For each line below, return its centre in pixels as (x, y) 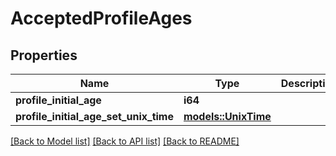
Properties (44, 55)
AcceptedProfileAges (101, 18)
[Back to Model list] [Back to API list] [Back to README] (125, 141)
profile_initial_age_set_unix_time (94, 116)
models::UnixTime (227, 116)
